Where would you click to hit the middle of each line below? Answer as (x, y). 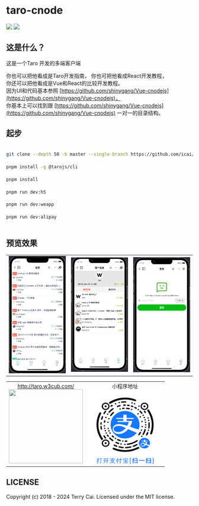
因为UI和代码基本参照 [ (34, 90)
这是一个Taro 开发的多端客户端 (44, 63)
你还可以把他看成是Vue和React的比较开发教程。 (65, 83)
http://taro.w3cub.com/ (46, 386)
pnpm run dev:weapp (30, 205)
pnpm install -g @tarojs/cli (42, 167)
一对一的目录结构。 (140, 113)
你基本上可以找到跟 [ (31, 105)
